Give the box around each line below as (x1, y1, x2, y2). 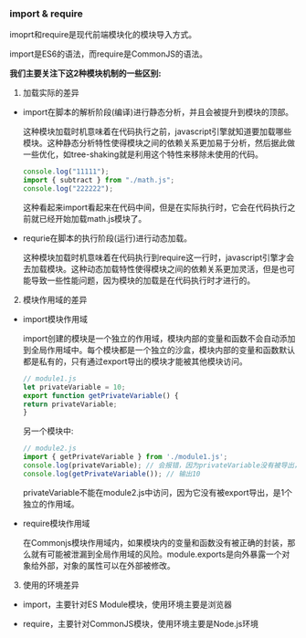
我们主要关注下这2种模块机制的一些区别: (9, 68, 162, 79)
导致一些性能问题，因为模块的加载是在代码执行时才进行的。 (30, 275, 256, 286)
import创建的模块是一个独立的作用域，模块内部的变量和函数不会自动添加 (22, 332, 296, 344)
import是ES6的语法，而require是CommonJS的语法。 (9, 48, 208, 59)
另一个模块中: (22, 425, 74, 436)
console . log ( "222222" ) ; (22, 184, 114, 193)
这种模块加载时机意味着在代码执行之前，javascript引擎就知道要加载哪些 (22, 126, 292, 137)
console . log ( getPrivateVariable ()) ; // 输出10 (22, 469, 201, 478)
